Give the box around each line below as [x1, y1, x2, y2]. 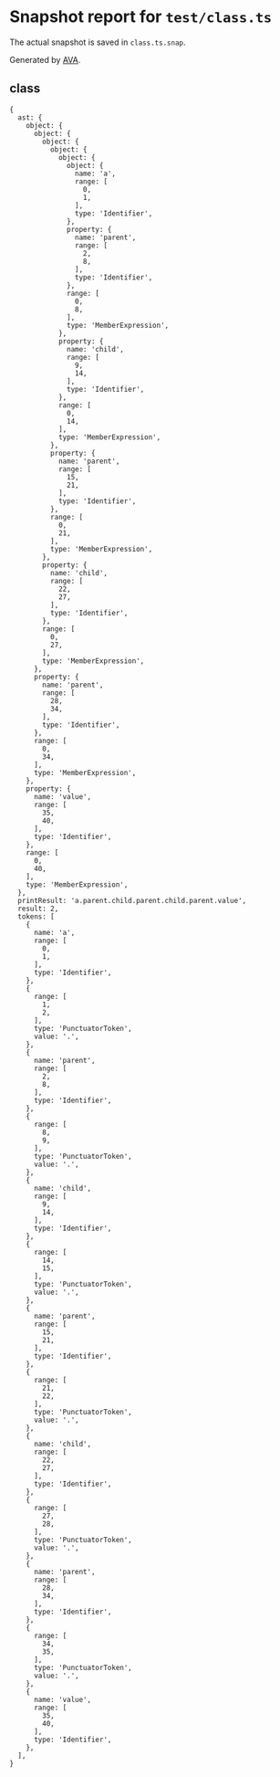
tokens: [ [17, 911, 55, 921]
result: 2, [17, 904, 59, 913]
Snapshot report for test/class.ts [9, 6, 272, 27]
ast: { [17, 112, 43, 122]
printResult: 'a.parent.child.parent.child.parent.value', [17, 896, 247, 905]
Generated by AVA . [9, 54, 81, 65]
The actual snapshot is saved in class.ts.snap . [9, 37, 186, 47]
